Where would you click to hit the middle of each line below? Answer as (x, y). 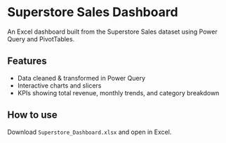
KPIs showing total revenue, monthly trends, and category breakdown (118, 93)
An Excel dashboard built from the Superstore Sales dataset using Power (112, 32)
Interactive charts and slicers (59, 86)
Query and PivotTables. (41, 39)
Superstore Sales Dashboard (93, 12)
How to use (32, 115)
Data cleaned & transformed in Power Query (81, 78)
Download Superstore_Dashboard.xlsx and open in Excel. (89, 132)
